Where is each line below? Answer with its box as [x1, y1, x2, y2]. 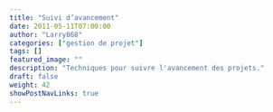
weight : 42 [9, 80, 51, 89]
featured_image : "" [9, 55, 83, 64]
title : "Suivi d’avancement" [9, 13, 119, 23]
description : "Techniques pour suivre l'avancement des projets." [9, 64, 265, 73]
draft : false [9, 72, 59, 81]
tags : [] [9, 47, 42, 56]
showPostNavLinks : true [9, 89, 99, 98]
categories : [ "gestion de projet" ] [9, 38, 144, 48]
